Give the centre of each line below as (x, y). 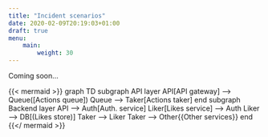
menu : (17, 38)
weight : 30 (55, 53)
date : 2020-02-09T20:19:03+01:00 (64, 23)
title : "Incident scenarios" (57, 16)
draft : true (28, 30)
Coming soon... (33, 76)
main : (32, 46)
